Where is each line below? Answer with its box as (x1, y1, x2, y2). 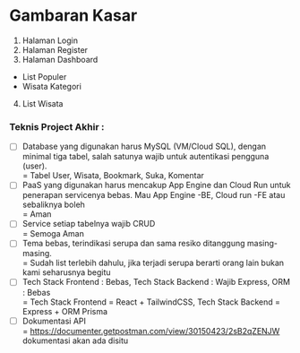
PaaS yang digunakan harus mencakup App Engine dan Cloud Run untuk (21, 180, 291, 191)
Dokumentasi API (21, 315, 87, 326)
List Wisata (21, 98, 64, 108)
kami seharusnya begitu (21, 267, 111, 278)
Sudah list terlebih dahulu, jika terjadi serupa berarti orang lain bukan (30, 257, 285, 269)
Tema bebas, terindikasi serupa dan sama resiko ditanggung (21, 238, 245, 249)
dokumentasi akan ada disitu (21, 335, 129, 346)
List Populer (21, 71, 67, 82)
